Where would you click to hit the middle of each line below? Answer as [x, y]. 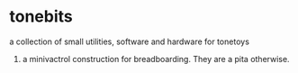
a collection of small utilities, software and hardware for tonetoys [130, 41]
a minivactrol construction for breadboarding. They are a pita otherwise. [156, 59]
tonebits [41, 17]
